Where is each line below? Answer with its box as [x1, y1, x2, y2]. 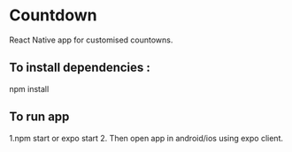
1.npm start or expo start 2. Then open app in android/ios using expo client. [9, 133, 283, 143]
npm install [9, 83, 50, 94]
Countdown [9, 5, 97, 26]
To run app [9, 110, 70, 125]
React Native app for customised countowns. [9, 34, 173, 45]
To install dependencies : [9, 60, 150, 75]
